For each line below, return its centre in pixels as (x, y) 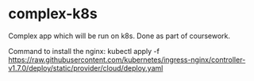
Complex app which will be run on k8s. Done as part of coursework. (119, 36)
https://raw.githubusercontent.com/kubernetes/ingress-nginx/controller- (127, 60)
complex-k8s (53, 14)
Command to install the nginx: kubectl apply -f (84, 51)
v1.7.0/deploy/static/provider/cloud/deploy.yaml (86, 67)
